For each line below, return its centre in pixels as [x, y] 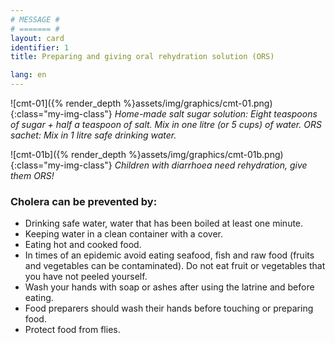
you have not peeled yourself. [86, 277]
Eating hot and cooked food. [83, 245]
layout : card [37, 38]
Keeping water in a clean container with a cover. [123, 234]
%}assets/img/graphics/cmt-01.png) [198, 103]
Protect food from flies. [72, 330]
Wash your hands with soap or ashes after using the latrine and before [169, 287]
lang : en [28, 75]
